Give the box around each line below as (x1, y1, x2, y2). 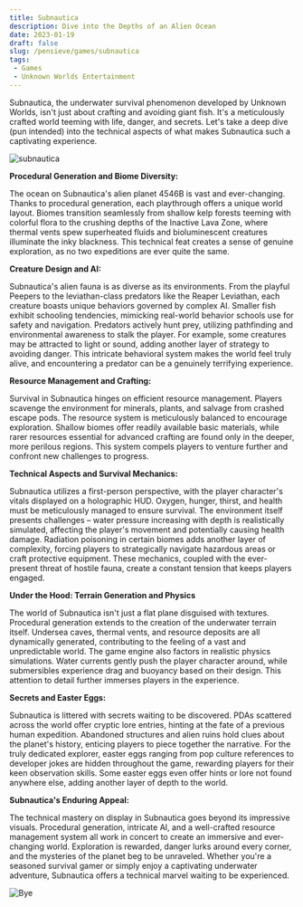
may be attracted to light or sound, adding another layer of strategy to (9, 339, 270, 349)
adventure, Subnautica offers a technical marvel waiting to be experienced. (9, 870, 289, 881)
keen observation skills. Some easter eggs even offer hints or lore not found (9, 767, 292, 778)
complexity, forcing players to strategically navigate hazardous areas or (9, 543, 276, 554)
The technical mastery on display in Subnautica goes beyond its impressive (9, 812, 291, 823)
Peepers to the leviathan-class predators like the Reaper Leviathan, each (9, 291, 280, 301)
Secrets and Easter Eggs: (9, 692, 107, 702)
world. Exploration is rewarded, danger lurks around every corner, (46, 841, 292, 852)
